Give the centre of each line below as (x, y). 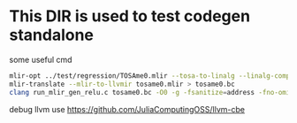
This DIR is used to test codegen (129, 16)
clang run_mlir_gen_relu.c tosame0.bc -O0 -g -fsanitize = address (132, 92)
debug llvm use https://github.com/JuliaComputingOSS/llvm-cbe (127, 109)
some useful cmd (41, 59)
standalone (52, 35)
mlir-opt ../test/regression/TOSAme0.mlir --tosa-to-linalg (122, 76)
